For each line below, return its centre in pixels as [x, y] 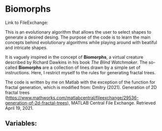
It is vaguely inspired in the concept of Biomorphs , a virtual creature [74, 57]
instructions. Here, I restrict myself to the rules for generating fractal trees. [81, 72]
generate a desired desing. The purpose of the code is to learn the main [78, 37]
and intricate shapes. [26, 47]
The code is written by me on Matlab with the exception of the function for [80, 82]
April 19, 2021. [19, 108]
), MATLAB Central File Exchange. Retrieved [111, 103]
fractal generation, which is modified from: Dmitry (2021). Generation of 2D [81, 87]
